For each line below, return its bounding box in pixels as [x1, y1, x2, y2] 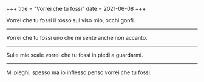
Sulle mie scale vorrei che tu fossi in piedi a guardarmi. [6, 51, 144, 58]
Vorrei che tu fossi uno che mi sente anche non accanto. [6, 34, 148, 41]
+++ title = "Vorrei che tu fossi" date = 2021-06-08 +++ [6, 5, 146, 12]
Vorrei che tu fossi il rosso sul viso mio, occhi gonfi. [6, 17, 135, 24]
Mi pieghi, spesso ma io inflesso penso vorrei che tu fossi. [6, 69, 152, 76]
